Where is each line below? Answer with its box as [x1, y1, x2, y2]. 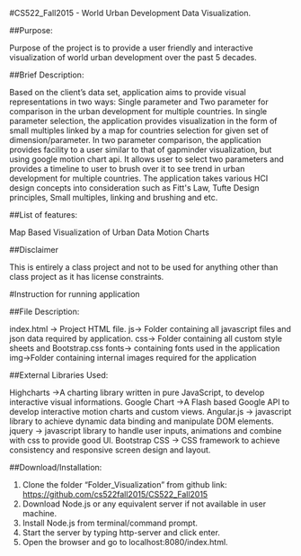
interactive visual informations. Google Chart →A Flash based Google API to [9, 397, 290, 408]
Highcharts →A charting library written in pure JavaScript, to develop [9, 387, 265, 398]
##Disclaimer [9, 245, 58, 255]
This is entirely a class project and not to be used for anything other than [9, 262, 279, 273]
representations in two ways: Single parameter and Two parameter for [9, 96, 269, 107]
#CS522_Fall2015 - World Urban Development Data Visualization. [9, 8, 252, 18]
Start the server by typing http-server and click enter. [22, 527, 220, 538]
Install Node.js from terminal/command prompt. [22, 517, 199, 528]
